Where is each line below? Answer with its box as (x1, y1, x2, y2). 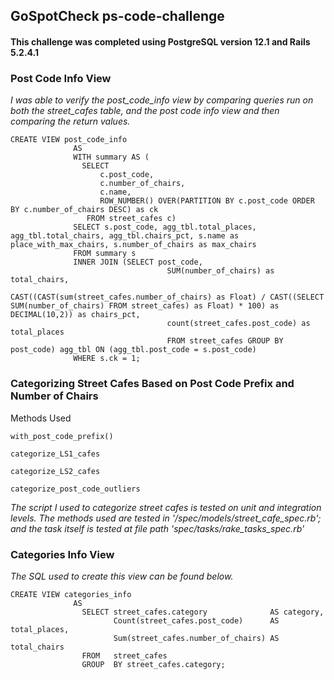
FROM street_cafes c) (86, 214, 177, 224)
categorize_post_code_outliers (10, 484, 141, 494)
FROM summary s (73, 249, 137, 259)
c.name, (99, 187, 132, 198)
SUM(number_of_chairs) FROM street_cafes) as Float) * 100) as (10, 301, 280, 311)
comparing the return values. (10, 115, 131, 128)
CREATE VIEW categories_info (10, 589, 132, 599)
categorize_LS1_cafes (10, 449, 101, 459)
